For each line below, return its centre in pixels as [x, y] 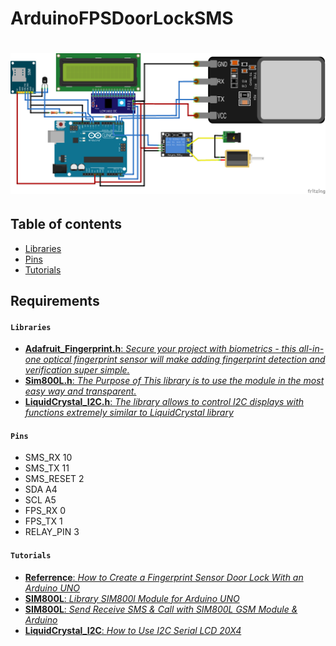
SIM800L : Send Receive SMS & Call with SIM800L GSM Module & [161, 609]
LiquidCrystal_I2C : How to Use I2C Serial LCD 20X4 [133, 630]
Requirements [55, 301]
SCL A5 [40, 500]
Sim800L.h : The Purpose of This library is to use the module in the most [174, 381]
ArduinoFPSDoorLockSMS [122, 18]
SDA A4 [41, 489]
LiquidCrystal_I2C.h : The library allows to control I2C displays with [164, 402]
